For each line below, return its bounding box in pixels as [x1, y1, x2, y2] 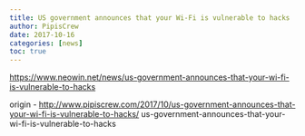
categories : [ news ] [9, 38, 84, 48]
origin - [9, 99, 37, 110]
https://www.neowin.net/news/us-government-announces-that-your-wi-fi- [9, 72, 290, 83]
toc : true [9, 47, 47, 56]
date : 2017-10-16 [9, 30, 75, 39]
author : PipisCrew [9, 22, 79, 31]
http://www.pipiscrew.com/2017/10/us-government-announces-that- [38, 99, 296, 110]
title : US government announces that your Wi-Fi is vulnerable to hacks [9, 13, 290, 23]
